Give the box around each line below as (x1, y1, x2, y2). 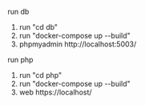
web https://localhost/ (18, 87, 93, 97)
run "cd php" (18, 71, 62, 79)
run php (7, 55, 34, 64)
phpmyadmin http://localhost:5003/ (18, 39, 137, 49)
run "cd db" (18, 22, 58, 31)
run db (7, 7, 30, 16)
